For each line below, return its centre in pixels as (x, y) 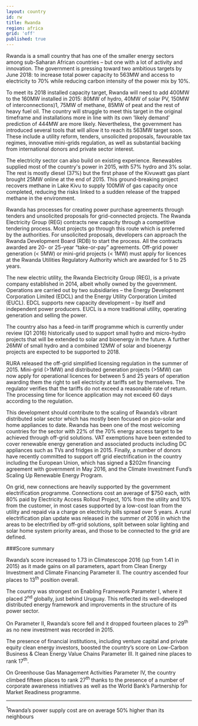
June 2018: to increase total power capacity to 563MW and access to (90, 75)
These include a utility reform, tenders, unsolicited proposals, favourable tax (99, 136)
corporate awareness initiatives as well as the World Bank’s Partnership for (97, 686)
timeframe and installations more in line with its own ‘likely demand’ (88, 118)
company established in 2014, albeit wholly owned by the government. (92, 284)
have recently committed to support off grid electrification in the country (94, 456)
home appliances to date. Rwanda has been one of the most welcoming (93, 425)
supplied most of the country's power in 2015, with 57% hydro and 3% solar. (99, 167)
